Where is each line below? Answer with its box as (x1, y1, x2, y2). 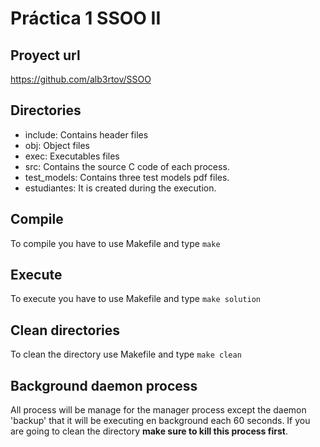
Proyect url (10, 47, 81, 64)
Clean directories (10, 322, 120, 339)
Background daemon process (10, 377, 198, 394)
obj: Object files (24, 139, 90, 151)
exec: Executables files (24, 150, 120, 162)
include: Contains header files (24, 128, 149, 141)
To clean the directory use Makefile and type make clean (10, 348, 242, 361)
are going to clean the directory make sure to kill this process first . (10, 425, 288, 437)
